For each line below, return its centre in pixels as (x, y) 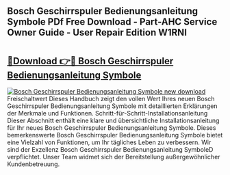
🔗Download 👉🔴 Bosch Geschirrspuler (90, 61)
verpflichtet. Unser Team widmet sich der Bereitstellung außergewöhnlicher (114, 157)
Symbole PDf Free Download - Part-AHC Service (112, 22)
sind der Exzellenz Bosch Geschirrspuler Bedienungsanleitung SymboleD (110, 149)
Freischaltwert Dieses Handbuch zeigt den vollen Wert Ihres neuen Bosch (111, 99)
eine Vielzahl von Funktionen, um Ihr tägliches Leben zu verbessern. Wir (109, 142)
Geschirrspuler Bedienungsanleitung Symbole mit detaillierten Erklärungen (112, 106)
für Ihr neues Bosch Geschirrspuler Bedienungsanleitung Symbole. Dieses (112, 128)
